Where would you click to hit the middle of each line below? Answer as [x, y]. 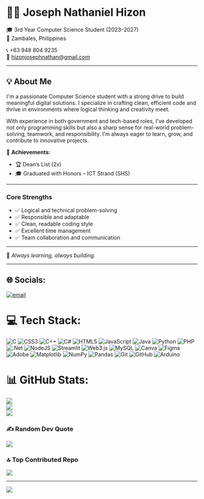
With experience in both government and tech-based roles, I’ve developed [99, 121]
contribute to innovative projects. [48, 140]
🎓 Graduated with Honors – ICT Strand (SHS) [73, 173]
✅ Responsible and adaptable [52, 217]
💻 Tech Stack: [44, 321]
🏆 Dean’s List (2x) [38, 164]
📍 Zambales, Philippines [36, 38]
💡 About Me [29, 82]
